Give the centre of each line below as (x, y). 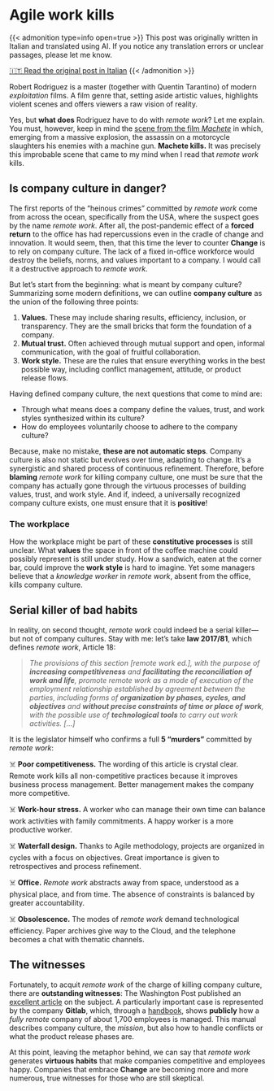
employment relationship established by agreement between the (137, 689)
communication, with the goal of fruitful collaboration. (111, 352)
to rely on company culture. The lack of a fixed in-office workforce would (132, 251)
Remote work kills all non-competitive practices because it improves (124, 776)
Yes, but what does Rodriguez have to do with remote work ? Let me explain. (137, 120)
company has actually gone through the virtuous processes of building (128, 485)
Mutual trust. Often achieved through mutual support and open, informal (143, 343)
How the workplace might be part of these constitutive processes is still (131, 541)
